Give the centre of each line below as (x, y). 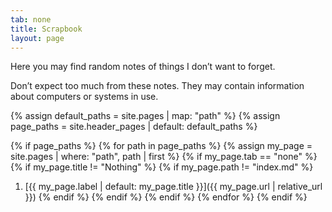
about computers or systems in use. (84, 97)
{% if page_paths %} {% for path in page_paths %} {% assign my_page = (161, 146)
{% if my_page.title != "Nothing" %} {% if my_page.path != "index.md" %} (162, 167)
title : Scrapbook (46, 29)
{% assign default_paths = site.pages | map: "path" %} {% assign (145, 116)
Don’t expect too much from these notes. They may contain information (157, 86)
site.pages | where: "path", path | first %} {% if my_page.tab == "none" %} (164, 157)
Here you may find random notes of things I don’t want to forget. (143, 67)
